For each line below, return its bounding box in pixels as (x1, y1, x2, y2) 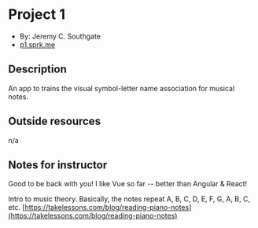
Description (8, 63, 67, 76)
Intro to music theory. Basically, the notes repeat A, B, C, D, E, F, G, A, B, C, (8, 194, 250, 204)
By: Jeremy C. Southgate (19, 31, 101, 41)
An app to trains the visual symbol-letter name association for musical (8, 83, 235, 93)
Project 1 (8, 6, 65, 24)
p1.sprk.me (19, 39, 56, 49)
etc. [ (8, 203, 25, 212)
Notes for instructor (8, 158, 108, 171)
